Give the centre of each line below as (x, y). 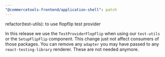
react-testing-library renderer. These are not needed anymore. (72, 49)
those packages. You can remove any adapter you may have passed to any (82, 44)
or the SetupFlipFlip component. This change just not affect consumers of (82, 39)
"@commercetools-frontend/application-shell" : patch (61, 10)
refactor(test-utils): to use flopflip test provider (53, 24)
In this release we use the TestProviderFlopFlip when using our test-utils (83, 33)
